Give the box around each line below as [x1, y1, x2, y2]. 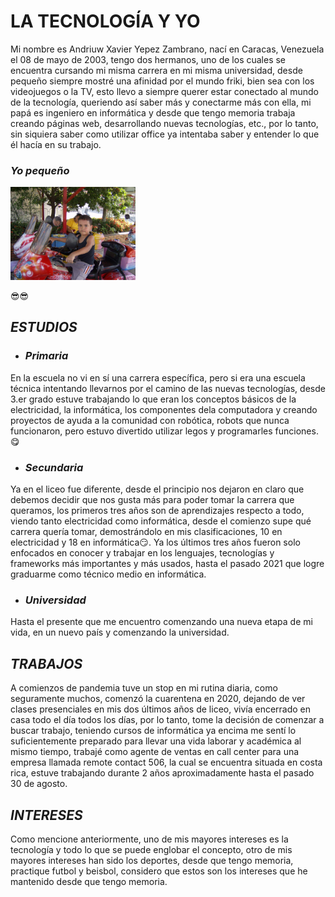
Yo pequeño [10, 163, 70, 177]
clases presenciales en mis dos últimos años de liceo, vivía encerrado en [10, 703, 312, 715]
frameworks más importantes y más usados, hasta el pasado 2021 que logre [10, 558, 325, 570]
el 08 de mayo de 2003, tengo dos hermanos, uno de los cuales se [10, 53, 287, 65]
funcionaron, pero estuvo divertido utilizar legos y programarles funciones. [10, 425, 319, 437]
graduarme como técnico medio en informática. [10, 568, 207, 580]
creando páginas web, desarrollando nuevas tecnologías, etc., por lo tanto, [10, 117, 319, 129]
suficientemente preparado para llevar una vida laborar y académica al [10, 735, 302, 747]
